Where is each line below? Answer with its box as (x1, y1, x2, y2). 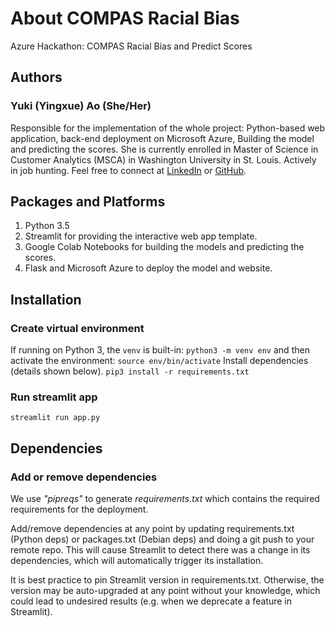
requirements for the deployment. (10, 503, 149, 516)
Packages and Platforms (10, 193, 166, 211)
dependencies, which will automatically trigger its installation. (10, 555, 264, 567)
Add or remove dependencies (10, 470, 158, 484)
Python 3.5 (24, 220, 70, 232)
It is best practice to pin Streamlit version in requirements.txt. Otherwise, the (10, 574, 325, 586)
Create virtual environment (10, 321, 145, 335)
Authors (10, 69, 63, 86)
